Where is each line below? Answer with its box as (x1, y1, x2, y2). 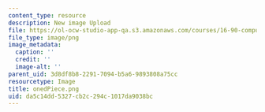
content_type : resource (8, 11, 87, 20)
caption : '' (15, 48, 55, 56)
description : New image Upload (8, 19, 111, 27)
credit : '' (15, 56, 51, 64)
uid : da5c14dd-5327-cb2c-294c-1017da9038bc (8, 92, 154, 100)
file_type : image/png (8, 33, 80, 42)
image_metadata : (8, 41, 62, 49)
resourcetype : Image (8, 77, 77, 85)
